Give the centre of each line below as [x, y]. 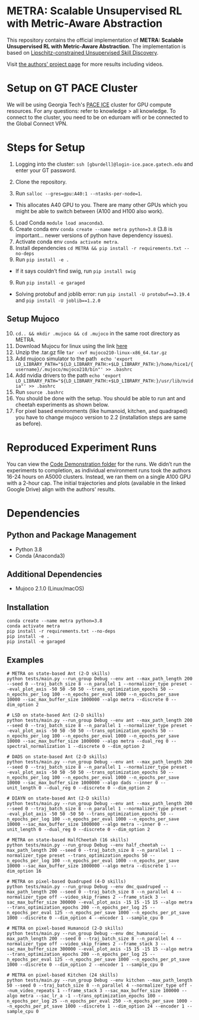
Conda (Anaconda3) [40, 555]
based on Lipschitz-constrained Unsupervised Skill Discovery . [83, 52]
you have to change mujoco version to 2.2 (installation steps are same [101, 417]
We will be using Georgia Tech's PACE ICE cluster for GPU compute [89, 105]
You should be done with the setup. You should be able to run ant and [100, 398]
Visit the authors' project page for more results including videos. [85, 64]
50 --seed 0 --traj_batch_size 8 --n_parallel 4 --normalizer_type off [97, 986]
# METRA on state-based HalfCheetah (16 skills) [68, 840]
